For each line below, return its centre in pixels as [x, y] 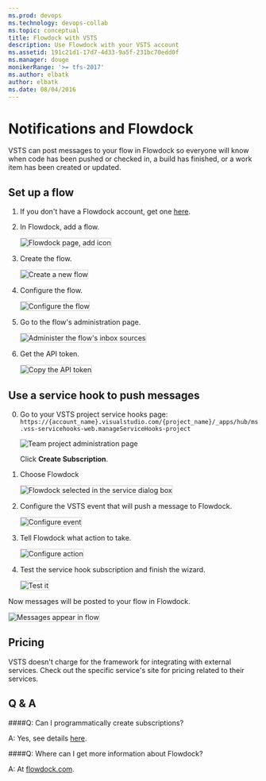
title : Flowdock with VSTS [53, 38]
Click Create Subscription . [64, 459]
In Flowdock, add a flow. [60, 227]
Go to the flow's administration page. [80, 322]
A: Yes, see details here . [48, 738]
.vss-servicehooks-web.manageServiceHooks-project [105, 429]
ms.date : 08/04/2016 [42, 89]
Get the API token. [49, 354]
